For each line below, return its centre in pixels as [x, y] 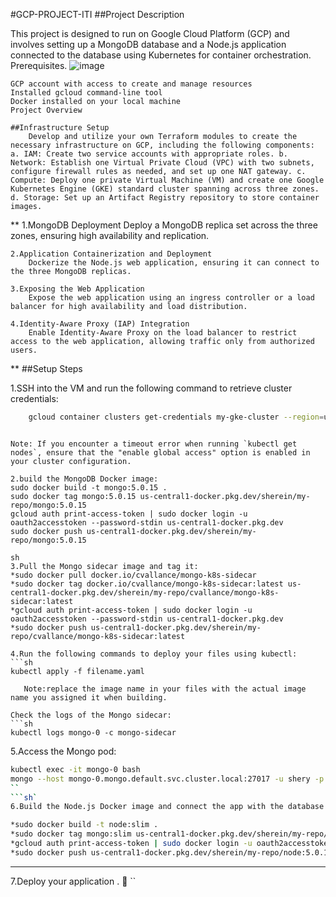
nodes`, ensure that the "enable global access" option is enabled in [160, 452]
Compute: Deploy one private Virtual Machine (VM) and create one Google [167, 180]
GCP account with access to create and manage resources [131, 84]
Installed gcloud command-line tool [86, 93]
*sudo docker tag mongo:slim [71, 834]
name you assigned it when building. [89, 697]
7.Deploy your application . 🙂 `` [73, 881]
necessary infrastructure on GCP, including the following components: [162, 145]
